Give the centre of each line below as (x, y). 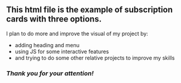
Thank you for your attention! (50, 73)
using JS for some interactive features (62, 51)
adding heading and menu (47, 45)
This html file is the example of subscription (90, 10)
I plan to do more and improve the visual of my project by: (77, 33)
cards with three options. (54, 19)
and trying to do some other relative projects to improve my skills (95, 58)
